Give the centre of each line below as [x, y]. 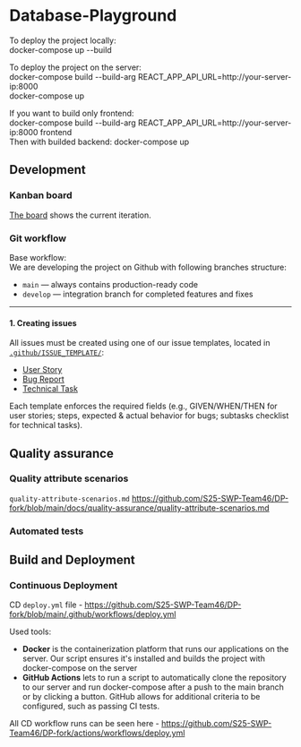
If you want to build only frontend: [72, 113]
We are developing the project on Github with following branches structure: [148, 267]
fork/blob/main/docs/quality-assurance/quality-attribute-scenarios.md [140, 508]
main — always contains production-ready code [110, 284]
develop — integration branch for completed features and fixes [138, 294]
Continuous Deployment [64, 586]
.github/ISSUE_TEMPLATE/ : [57, 352]
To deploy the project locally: [63, 40]
